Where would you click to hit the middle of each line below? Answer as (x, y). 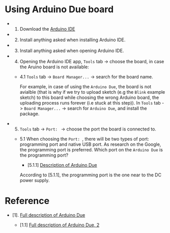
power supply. (35, 180)
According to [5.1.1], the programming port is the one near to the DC (90, 175)
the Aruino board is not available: (54, 67)
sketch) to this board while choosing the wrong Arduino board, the (89, 97)
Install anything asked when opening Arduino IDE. (72, 50)
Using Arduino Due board (59, 9)
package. (30, 114)
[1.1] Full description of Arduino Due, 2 (60, 225)
